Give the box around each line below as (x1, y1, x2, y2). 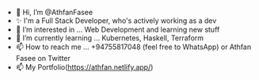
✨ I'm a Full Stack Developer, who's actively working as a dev (15, 16, 217, 25)
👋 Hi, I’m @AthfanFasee (15, 8, 93, 17)
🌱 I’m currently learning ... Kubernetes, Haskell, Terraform (15, 33, 204, 43)
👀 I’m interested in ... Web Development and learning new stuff (15, 25, 220, 34)
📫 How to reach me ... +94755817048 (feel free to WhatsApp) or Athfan (15, 42, 252, 51)
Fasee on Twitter (15, 54, 71, 63)
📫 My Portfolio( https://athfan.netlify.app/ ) (15, 63, 154, 71)
